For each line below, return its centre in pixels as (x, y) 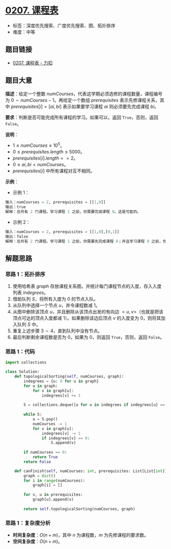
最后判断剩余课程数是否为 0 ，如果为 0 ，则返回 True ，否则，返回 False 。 (88, 337)
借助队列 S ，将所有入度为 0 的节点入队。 (55, 299)
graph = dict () (40, 476)
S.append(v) (63, 443)
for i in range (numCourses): (54, 480)
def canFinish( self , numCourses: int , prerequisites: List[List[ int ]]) (92, 471)
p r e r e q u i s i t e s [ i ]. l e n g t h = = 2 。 (45, 158)
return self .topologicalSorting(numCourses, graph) (80, 509)
